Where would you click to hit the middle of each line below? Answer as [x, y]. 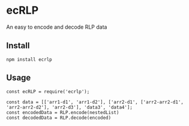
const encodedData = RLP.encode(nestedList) [63, 112]
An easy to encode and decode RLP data [57, 27]
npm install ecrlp [29, 59]
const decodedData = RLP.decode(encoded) [59, 118]
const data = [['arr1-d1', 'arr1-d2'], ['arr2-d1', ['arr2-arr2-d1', [95, 102]
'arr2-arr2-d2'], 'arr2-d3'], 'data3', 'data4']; [70, 107]
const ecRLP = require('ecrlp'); [48, 91]
